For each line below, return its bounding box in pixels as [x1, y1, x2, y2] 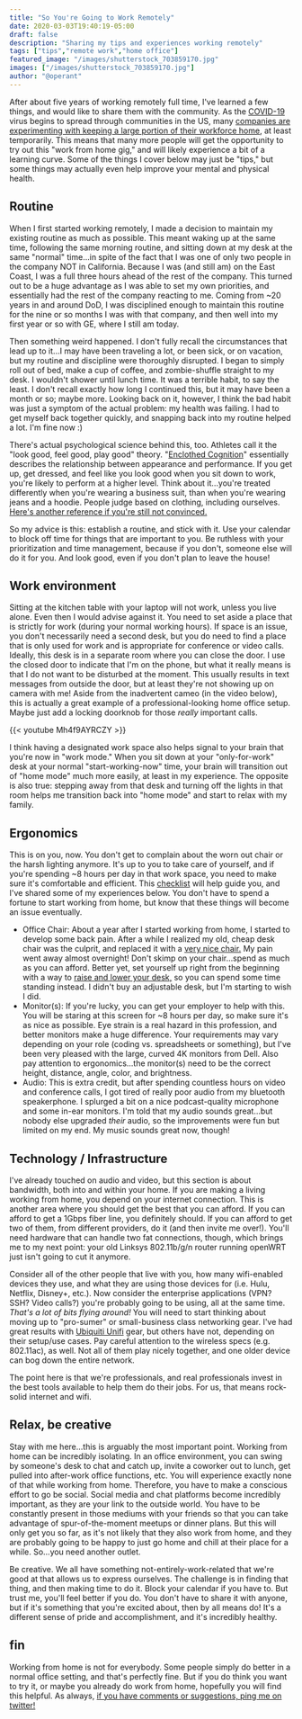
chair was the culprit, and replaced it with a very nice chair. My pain [22, 944, 273, 954]
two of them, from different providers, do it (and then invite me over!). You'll [9, 1222, 289, 1233]
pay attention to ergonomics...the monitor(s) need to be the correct [22, 1058, 271, 1069]
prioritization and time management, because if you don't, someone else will [9, 542, 292, 553]
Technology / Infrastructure [9, 1150, 168, 1166]
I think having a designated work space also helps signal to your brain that [9, 742, 285, 753]
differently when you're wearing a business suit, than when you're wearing [9, 487, 286, 497]
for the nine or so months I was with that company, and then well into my [9, 309, 279, 319]
